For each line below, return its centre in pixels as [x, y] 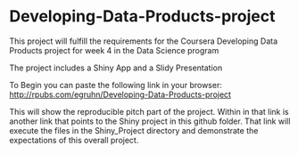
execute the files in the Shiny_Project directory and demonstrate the [134, 130]
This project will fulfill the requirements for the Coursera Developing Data [144, 41]
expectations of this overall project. [74, 140]
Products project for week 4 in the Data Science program [114, 50]
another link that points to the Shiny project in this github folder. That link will [150, 121]
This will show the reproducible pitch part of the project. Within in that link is [149, 111]
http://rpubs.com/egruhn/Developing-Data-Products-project [120, 94]
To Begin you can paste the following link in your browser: [116, 85]
